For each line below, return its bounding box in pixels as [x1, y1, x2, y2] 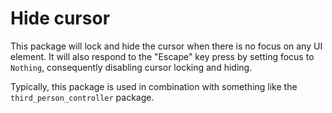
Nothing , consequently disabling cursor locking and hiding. [10, 61, 253, 73]
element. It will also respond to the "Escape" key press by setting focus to [10, 50, 315, 62]
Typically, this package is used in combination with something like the [10, 80, 298, 92]
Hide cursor [10, 7, 111, 30]
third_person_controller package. [10, 91, 155, 103]
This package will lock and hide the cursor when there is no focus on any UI [10, 40, 323, 52]
